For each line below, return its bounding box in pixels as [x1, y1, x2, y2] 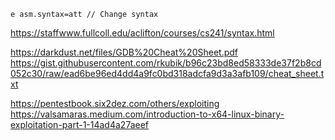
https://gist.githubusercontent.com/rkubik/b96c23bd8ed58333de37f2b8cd [10, 57, 322, 69]
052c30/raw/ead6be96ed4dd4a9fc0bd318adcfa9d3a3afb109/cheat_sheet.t [10, 68, 325, 79]
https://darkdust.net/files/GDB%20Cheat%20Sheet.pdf [10, 46, 238, 58]
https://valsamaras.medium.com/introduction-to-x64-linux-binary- [10, 108, 285, 120]
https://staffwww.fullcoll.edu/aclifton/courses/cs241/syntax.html [10, 27, 275, 39]
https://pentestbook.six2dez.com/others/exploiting [10, 98, 220, 109]
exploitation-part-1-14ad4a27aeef [10, 119, 150, 130]
